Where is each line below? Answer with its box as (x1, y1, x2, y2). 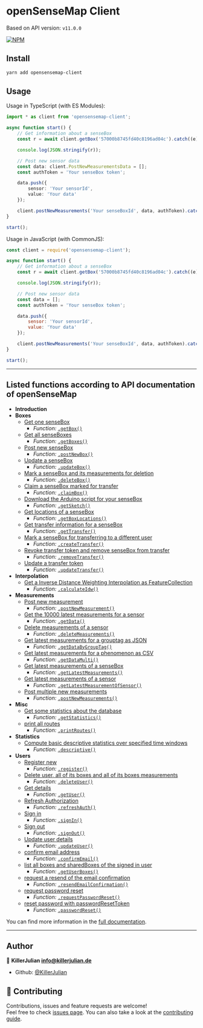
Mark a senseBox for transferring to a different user (24, 534, 153, 541)
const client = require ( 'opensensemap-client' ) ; (6, 247, 131, 253)
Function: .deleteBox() (33, 476, 91, 483)
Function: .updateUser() (33, 842, 94, 849)
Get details (24, 784, 51, 791)
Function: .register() (33, 765, 88, 772)
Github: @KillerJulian (14, 969, 68, 976)
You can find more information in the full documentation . (6, 917, 147, 925)
